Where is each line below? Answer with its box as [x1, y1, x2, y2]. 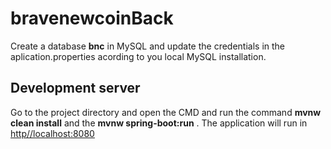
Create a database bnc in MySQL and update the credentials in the [10, 40, 286, 52]
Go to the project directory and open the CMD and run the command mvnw [10, 106, 322, 118]
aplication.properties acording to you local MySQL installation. [10, 50, 267, 62]
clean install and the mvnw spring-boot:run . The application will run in [10, 117, 308, 129]
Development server [10, 80, 141, 97]
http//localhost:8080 [10, 127, 95, 139]
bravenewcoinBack [10, 7, 174, 30]
